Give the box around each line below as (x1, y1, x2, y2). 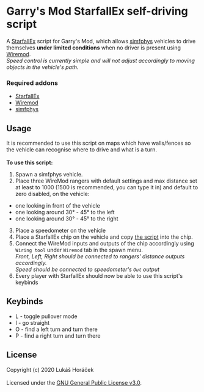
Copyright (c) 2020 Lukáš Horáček (6, 366, 94, 373)
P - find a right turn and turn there (15, 332, 101, 339)
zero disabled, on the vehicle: (15, 191, 90, 198)
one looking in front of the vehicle (15, 202, 101, 209)
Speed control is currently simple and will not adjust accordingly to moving (6, 57, 195, 64)
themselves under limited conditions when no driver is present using (6, 44, 181, 51)
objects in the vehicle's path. (6, 63, 79, 71)
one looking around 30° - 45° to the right (15, 215, 118, 222)
